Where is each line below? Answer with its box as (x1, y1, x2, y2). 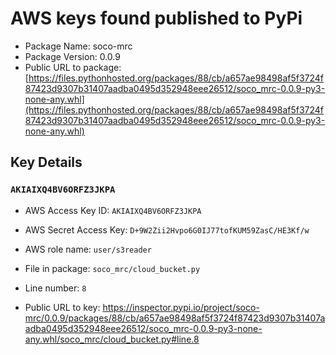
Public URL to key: (24, 301, 101, 313)
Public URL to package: (24, 61, 122, 73)
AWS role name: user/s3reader (24, 243, 152, 255)
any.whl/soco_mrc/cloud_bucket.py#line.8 (24, 333, 200, 345)
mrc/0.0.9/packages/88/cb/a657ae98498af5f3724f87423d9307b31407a (24, 312, 326, 324)
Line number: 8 (24, 282, 87, 294)
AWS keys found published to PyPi (10, 7, 303, 30)
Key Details (10, 154, 83, 171)
